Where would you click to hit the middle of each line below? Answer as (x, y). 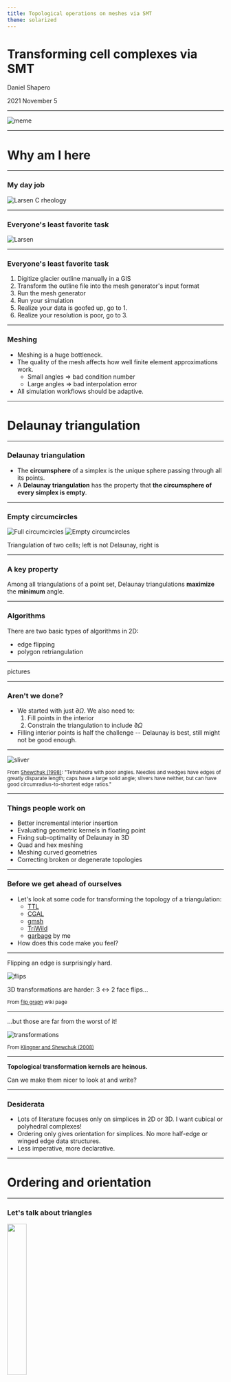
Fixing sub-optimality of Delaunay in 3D (73, 838)
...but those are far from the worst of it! (62, 1021)
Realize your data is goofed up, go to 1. (72, 308)
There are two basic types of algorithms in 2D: (73, 631)
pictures (19, 671)
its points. (31, 478)
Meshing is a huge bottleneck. (60, 355)
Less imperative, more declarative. (66, 1148)
